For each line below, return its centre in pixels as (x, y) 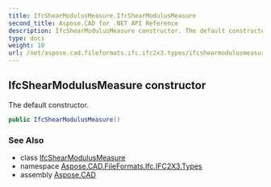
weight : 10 (27, 46)
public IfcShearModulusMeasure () (65, 120)
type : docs (27, 38)
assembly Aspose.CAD (58, 174)
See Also (26, 140)
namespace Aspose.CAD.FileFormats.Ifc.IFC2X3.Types (111, 166)
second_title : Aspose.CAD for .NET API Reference (94, 23)
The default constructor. (48, 104)
